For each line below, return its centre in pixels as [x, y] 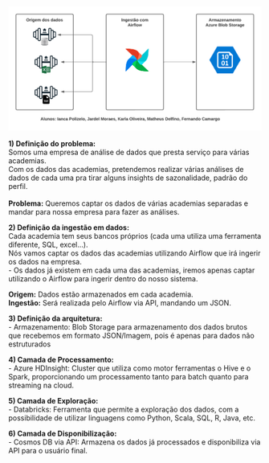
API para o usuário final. [48, 450]
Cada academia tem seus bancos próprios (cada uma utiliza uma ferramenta [135, 236]
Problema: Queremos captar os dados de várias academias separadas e [128, 203]
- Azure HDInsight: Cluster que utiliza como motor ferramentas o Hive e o [130, 368]
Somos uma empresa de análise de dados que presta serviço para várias [129, 152]
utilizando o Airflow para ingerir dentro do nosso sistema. [103, 278]
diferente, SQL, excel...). [48, 244]
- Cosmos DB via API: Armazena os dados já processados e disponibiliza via [134, 442]
